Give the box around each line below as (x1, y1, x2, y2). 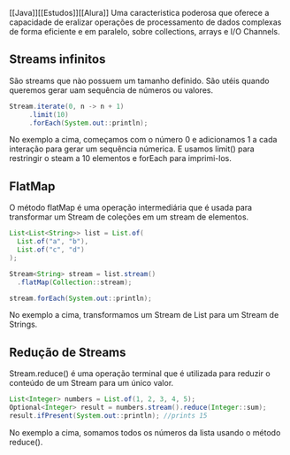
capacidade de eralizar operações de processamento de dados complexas (9, 17, 282, 27)
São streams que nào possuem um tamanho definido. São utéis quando (9, 75, 270, 86)
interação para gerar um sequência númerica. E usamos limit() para (9, 143, 255, 154)
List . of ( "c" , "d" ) (17, 245, 86, 254)
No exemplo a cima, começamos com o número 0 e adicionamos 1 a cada (9, 135, 278, 145)
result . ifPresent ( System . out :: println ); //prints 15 (9, 411, 208, 420)
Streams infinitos (9, 52, 106, 67)
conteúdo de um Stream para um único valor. (9, 378, 174, 389)
